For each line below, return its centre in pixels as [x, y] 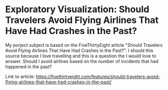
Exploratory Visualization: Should [77, 9]
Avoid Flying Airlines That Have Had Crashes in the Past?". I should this [79, 50]
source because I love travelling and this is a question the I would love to [81, 56]
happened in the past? [29, 67]
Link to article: [20, 76]
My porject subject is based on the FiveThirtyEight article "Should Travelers [84, 45]
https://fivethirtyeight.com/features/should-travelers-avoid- [98, 76]
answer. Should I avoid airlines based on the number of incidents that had [82, 61]
